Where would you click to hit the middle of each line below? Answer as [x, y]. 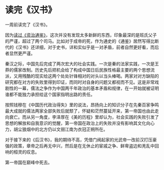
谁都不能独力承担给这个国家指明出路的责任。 [50, 94]
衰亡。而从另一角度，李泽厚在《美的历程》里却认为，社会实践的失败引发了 [84, 117]
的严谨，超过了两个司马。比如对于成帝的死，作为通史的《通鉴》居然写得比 [80, 41]
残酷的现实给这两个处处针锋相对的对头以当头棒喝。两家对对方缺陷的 [90, 76]
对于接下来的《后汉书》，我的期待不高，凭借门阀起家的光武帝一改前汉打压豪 [81, 140]
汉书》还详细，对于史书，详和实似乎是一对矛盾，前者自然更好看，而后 [88, 47]
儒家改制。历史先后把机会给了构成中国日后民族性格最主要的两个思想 [82, 70]
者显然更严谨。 [20, 53]
